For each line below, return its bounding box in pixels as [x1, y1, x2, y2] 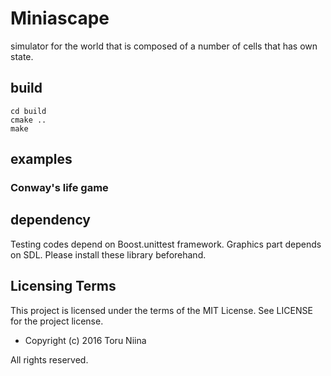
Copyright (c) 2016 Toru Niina [24, 334, 147, 346]
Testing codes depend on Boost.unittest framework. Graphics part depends [10, 238, 322, 250]
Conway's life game [10, 181, 109, 195]
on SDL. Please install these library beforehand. [10, 248, 207, 261]
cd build [10, 106, 47, 116]
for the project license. [10, 315, 104, 327]
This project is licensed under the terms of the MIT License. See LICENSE [10, 304, 313, 316]
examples [10, 151, 73, 168]
